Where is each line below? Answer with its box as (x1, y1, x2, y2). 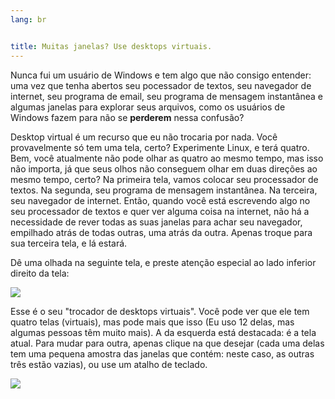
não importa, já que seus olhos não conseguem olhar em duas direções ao (10, 162, 318, 175)
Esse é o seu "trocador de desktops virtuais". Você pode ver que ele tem (10, 305, 310, 317)
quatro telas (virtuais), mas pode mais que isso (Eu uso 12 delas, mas (10, 316, 295, 328)
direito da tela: (10, 267, 70, 279)
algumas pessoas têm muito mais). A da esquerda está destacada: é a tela (10, 326, 317, 338)
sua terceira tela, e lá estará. (10, 237, 128, 249)
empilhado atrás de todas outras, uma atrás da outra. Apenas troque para (10, 226, 313, 238)
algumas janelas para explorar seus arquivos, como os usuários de (10, 101, 286, 113)
